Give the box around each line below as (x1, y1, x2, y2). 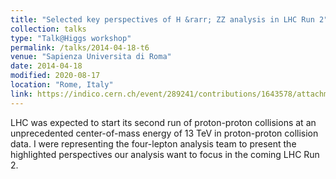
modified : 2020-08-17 (10, 71, 101, 81)
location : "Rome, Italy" (10, 80, 114, 90)
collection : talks (10, 24, 87, 34)
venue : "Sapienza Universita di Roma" (10, 52, 172, 62)
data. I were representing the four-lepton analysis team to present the (10, 137, 297, 150)
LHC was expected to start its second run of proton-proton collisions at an (10, 116, 317, 128)
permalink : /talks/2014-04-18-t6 (10, 42, 150, 53)
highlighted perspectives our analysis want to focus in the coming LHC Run (10, 148, 320, 160)
